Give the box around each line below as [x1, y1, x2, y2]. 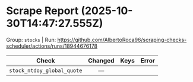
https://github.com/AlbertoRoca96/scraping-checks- [57, 36, 187, 43]
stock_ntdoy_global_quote [9, 67, 83, 74]
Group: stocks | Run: [6, 36, 56, 43]
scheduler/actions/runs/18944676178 [6, 42, 98, 50]
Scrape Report [6, 4, 79, 18]
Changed [88, 56, 115, 64]
